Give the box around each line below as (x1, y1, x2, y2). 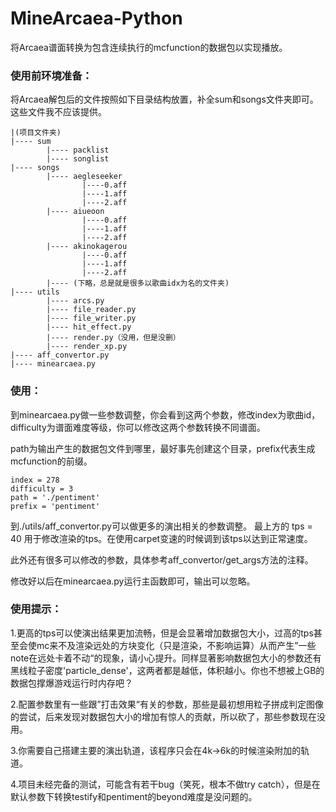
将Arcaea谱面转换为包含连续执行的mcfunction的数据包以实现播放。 (10, 41, 288, 53)
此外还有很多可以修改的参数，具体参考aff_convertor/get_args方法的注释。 (10, 553, 314, 566)
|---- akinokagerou (46, 242, 128, 252)
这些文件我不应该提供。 (10, 106, 107, 118)
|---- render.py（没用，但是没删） (46, 333, 181, 343)
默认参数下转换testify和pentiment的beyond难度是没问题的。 (10, 790, 258, 802)
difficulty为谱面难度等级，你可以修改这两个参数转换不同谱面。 (10, 421, 266, 433)
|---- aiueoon (46, 207, 105, 217)
